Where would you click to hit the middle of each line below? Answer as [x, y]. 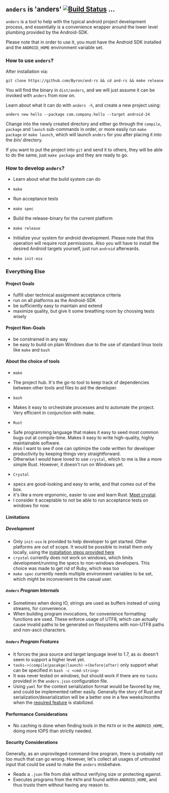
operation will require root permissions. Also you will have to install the [86, 243]
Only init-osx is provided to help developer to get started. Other [80, 541]
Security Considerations [32, 742]
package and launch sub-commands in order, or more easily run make [76, 129]
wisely [20, 316]
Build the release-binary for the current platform [63, 218]
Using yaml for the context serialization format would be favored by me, [87, 686]
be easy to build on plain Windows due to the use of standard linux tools [88, 344]
